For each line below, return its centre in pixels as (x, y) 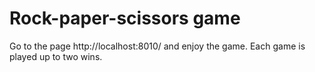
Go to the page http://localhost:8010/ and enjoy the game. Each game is (157, 46)
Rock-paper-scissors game (125, 18)
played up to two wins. (56, 56)
